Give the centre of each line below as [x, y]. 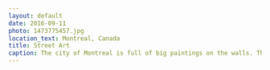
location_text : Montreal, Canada [64, 38]
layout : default [35, 16]
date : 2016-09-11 [37, 23]
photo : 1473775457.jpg [46, 31]
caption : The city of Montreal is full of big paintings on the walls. [131, 53]
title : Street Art [39, 46]
